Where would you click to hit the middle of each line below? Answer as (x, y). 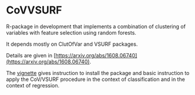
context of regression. (33, 85)
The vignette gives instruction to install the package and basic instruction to (98, 73)
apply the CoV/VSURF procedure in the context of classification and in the (95, 79)
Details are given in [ (31, 55)
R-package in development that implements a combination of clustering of (96, 26)
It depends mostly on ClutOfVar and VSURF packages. (72, 44)
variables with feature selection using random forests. (71, 32)
